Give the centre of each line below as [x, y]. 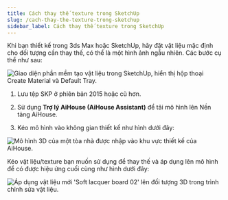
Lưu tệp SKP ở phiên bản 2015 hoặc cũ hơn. [79, 94]
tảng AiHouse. [37, 114]
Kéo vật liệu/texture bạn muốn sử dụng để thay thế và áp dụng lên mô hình [113, 162]
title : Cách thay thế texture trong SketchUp [73, 13]
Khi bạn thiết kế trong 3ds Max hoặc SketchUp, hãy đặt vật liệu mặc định [110, 46]
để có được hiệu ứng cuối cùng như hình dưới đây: [78, 169]
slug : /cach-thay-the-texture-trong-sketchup [73, 20]
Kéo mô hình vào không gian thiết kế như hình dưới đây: [96, 128]
